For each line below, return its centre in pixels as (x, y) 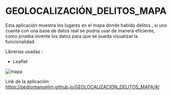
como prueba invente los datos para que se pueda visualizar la (72, 36)
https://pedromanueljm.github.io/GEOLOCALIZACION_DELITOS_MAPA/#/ (83, 87)
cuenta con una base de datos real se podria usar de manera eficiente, (80, 30)
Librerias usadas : (24, 51)
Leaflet (20, 61)
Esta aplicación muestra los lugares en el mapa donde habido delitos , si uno (86, 25)
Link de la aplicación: (28, 81)
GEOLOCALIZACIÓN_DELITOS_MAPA (86, 11)
